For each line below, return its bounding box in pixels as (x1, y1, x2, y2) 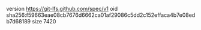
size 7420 (32, 18, 56, 25)
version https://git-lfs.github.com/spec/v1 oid (6, 5, 118, 12)
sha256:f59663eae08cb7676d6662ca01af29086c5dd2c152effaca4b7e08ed (6, 11, 196, 19)
